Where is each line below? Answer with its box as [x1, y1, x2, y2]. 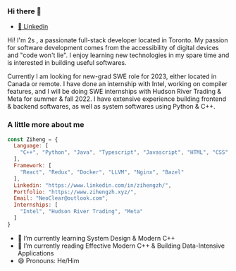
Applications [17, 248, 54, 257]
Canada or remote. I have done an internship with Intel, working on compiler [7, 80, 228, 88]
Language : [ [13, 143, 49, 150]
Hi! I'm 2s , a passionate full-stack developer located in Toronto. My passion [7, 36, 228, 44]
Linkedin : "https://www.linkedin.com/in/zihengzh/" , [13, 181, 172, 189]
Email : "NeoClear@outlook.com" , [13, 195, 109, 202]
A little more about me [7, 120, 85, 130]
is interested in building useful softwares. [7, 59, 127, 67]
